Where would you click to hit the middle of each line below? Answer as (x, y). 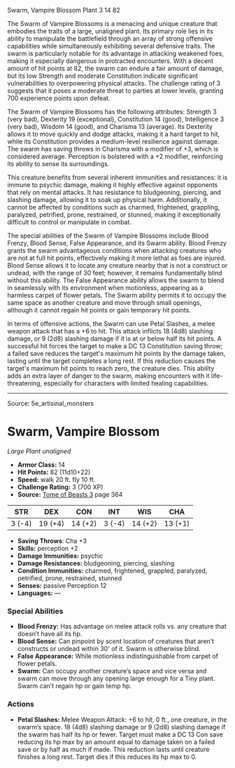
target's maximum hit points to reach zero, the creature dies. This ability (111, 368)
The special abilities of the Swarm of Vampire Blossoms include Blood (108, 235)
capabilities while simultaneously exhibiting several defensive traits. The (111, 46)
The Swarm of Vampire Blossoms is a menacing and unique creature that (113, 23)
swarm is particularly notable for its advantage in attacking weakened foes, (115, 53)
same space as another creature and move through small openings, (105, 303)
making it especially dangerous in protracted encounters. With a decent (111, 61)
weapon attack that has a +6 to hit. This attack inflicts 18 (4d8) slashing (110, 331)
